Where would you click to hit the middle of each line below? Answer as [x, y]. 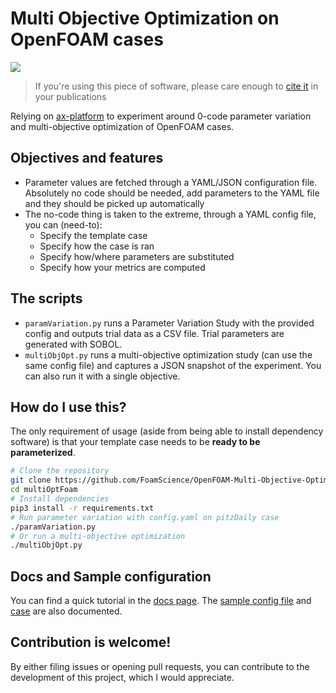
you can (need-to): [63, 224]
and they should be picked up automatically [114, 203]
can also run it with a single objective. [102, 376]
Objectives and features [87, 158]
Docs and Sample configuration [111, 576]
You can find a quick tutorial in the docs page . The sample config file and [161, 601]
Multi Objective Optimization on [145, 18]
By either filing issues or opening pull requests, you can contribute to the [160, 666]
